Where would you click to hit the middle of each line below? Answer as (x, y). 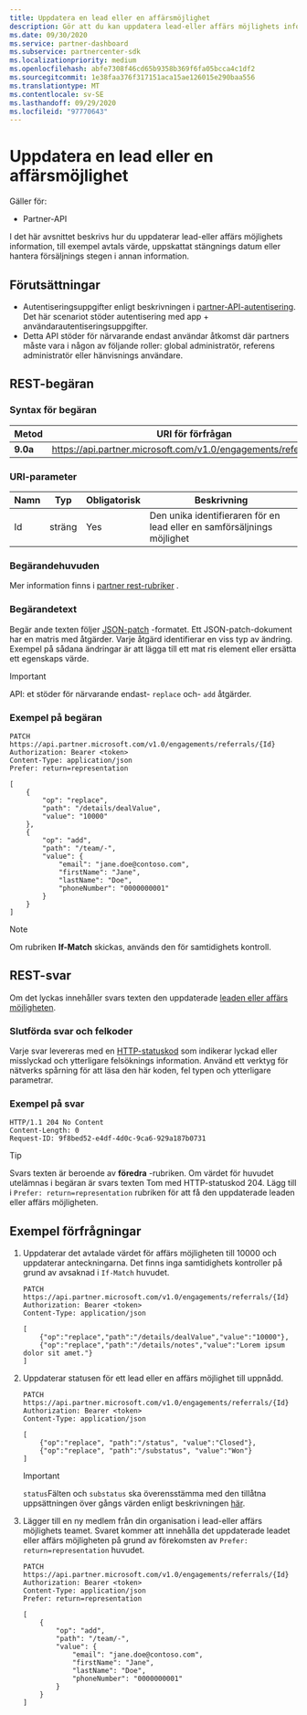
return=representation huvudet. (84, 1551)
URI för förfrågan (195, 433)
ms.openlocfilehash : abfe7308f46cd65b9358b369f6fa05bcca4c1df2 (132, 69)
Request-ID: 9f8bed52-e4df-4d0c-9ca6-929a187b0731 (108, 1138)
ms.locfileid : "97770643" (58, 111)
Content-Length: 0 (44, 1131)
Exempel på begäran (56, 717)
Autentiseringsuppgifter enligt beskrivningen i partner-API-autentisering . (159, 307)
